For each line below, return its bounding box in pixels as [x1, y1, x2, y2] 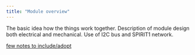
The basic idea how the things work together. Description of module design [6, 25, 190, 32]
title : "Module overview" [6, 8, 70, 15]
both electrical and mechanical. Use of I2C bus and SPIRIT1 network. [6, 30, 174, 38]
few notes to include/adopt [6, 42, 72, 49]
